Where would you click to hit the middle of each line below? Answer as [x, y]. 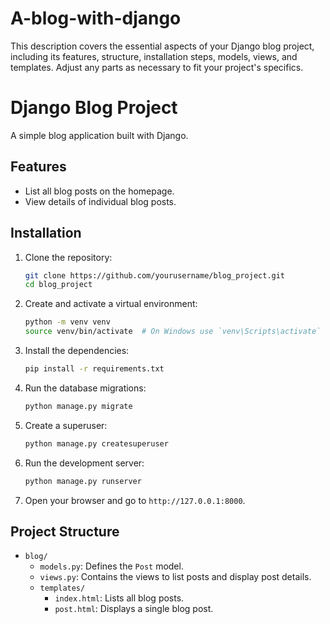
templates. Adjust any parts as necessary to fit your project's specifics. [157, 67]
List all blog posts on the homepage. [99, 191]
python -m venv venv [67, 322]
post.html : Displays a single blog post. [134, 609]
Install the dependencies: [77, 350]
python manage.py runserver [83, 481]
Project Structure [65, 531]
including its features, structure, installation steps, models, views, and [154, 56]
